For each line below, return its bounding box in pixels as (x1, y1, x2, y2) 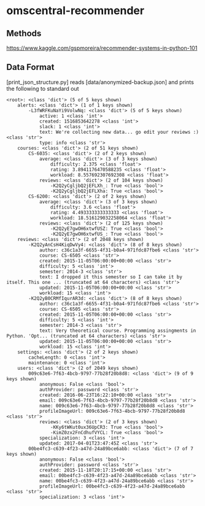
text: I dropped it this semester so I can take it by (39, 274, 183, 280)
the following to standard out (6, 85, 79, 92)
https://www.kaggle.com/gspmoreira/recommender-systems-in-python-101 (6, 44, 198, 52)
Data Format (6, 62, 55, 72)
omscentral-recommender (6, 4, 145, 18)
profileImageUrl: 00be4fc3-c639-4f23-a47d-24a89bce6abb (39, 483, 185, 489)
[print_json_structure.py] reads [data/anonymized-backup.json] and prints (6, 78, 195, 86)
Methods (6, 28, 42, 39)
